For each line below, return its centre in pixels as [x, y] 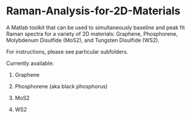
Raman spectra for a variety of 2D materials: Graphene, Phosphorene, [92, 33]
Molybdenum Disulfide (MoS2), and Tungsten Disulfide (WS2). [83, 40]
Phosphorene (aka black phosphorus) [61, 86]
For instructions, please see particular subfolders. [67, 51]
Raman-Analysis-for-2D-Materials [93, 11]
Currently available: [30, 63]
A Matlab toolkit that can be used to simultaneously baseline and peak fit [95, 27]
